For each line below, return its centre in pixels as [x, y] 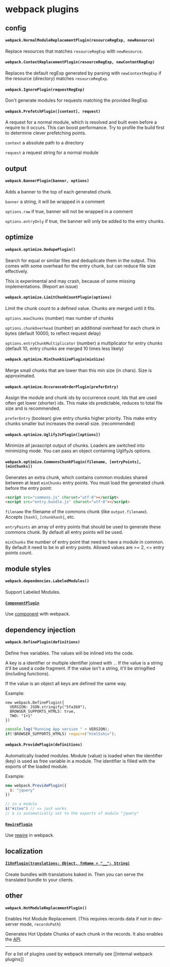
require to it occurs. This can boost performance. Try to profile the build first [85, 128]
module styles [28, 569]
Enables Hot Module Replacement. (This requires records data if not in [78, 919]
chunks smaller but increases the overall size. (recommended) [70, 423]
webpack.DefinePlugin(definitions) [43, 642]
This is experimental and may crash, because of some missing [70, 281]
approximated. [20, 375]
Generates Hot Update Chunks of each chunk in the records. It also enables [84, 934]
